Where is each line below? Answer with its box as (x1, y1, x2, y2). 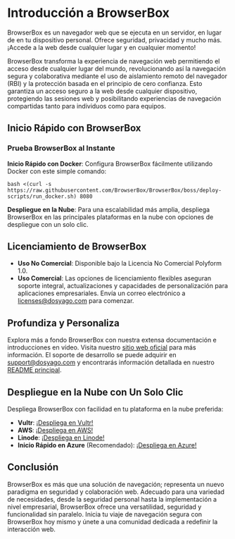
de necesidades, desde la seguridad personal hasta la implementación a (7, 495, 217, 503)
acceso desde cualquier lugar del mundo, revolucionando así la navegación (7, 64, 227, 73)
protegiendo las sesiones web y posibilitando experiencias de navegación (7, 94, 222, 103)
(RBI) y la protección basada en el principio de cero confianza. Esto (7, 79, 203, 87)
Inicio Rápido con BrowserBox (7, 122, 141, 135)
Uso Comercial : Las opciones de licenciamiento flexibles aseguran (17, 274, 212, 283)
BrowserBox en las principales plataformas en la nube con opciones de (7, 213, 214, 221)
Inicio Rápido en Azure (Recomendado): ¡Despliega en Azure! (17, 441, 197, 450)
